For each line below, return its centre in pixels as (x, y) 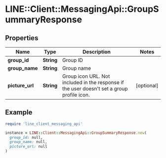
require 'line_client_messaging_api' (44, 124)
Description (97, 52)
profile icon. (76, 95)
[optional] (147, 85)
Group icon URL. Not (86, 76)
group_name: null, (29, 142)
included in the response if (93, 82)
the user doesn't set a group (95, 89)
